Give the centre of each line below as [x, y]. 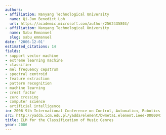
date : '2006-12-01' [25, 42]
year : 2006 [16, 125]
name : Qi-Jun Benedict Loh [37, 19]
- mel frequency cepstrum [32, 70]
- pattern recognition [28, 83]
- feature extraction [27, 79]
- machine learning [25, 88]
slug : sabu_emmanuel [31, 38]
